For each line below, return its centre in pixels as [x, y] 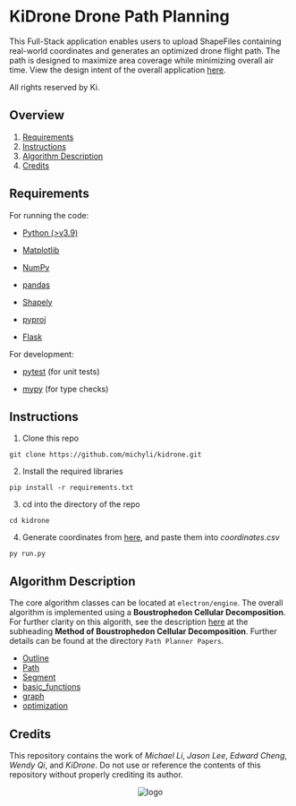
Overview [37, 115]
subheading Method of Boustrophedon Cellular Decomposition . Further [143, 631]
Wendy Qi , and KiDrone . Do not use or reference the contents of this [135, 765]
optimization [45, 706]
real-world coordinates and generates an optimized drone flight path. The [145, 50]
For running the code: [49, 215]
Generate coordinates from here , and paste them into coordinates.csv [151, 537]
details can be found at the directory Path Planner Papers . [117, 641]
